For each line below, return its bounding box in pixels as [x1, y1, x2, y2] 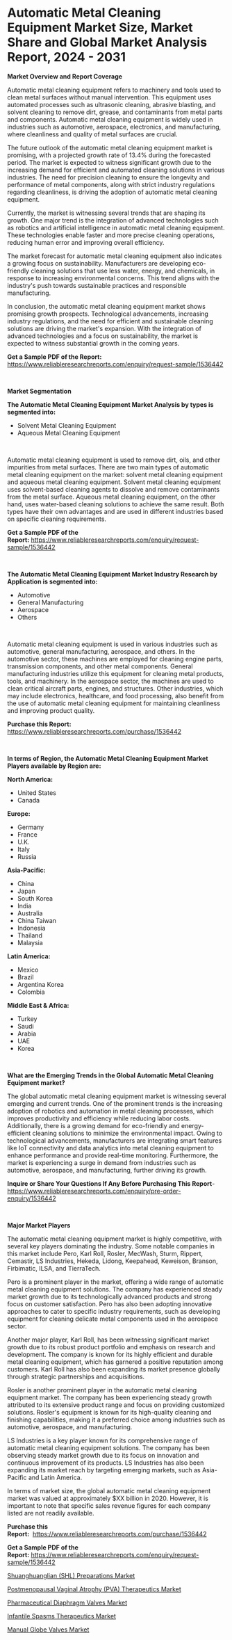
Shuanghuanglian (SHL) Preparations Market [7, 1571, 135, 1579]
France [17, 830, 38, 839]
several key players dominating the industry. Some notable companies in [7, 1241, 215, 1250]
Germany [17, 823, 44, 831]
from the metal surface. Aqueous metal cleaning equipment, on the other [7, 492, 216, 501]
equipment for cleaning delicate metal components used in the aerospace [7, 1315, 219, 1323]
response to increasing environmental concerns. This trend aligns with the [7, 273, 220, 282]
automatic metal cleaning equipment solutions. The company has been [7, 1443, 210, 1452]
